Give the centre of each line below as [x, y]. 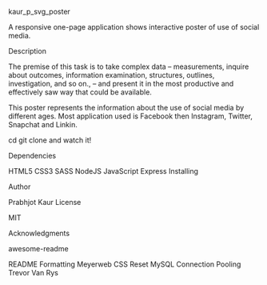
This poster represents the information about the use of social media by [126, 108]
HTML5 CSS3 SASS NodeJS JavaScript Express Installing [103, 171]
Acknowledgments [39, 233]
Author [20, 187]
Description [27, 51]
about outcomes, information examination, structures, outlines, [112, 75]
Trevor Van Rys [33, 273]
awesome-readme [39, 249]
